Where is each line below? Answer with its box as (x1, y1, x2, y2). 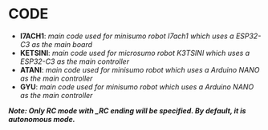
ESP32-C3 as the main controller (19, 57, 130, 66)
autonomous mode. (8, 114, 75, 124)
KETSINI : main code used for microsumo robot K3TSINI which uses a (19, 48, 250, 57)
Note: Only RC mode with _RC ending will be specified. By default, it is (8, 105, 246, 116)
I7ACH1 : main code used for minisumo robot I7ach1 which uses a (19, 31, 234, 41)
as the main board (31, 39, 93, 49)
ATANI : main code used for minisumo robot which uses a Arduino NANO (19, 65, 260, 74)
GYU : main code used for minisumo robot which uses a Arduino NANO (19, 81, 254, 92)
